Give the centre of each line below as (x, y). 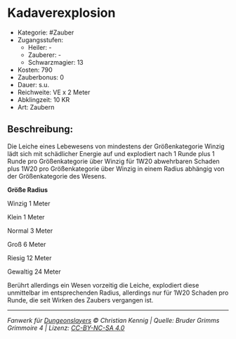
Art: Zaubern (36, 107)
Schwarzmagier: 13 (56, 62)
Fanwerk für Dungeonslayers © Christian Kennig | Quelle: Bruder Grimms (113, 320)
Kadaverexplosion (61, 13)
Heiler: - (40, 47)
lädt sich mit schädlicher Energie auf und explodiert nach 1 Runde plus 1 (111, 153)
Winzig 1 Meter (29, 203)
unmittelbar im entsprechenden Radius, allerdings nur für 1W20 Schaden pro (118, 293)
